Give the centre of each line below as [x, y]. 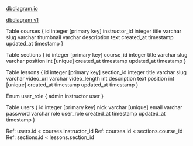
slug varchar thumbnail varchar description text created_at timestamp [90, 37]
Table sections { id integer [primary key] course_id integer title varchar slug [97, 55]
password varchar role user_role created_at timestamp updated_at [86, 114]
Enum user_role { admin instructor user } [55, 96]
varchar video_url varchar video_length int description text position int [90, 79]
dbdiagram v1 [23, 20]
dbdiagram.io [22, 8]
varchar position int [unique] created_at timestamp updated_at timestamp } [96, 61]
